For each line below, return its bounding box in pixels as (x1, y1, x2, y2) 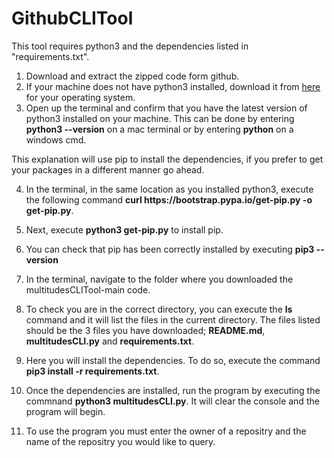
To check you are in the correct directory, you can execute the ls (25, 303, 293, 315)
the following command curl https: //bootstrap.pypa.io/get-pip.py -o (25, 193, 313, 206)
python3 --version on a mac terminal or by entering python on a (25, 123, 294, 135)
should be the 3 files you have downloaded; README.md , (25, 324, 266, 336)
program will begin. (25, 405, 106, 417)
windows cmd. (25, 133, 87, 146)
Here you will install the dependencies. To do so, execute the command (25, 354, 321, 366)
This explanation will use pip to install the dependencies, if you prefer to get (11, 153, 324, 165)
